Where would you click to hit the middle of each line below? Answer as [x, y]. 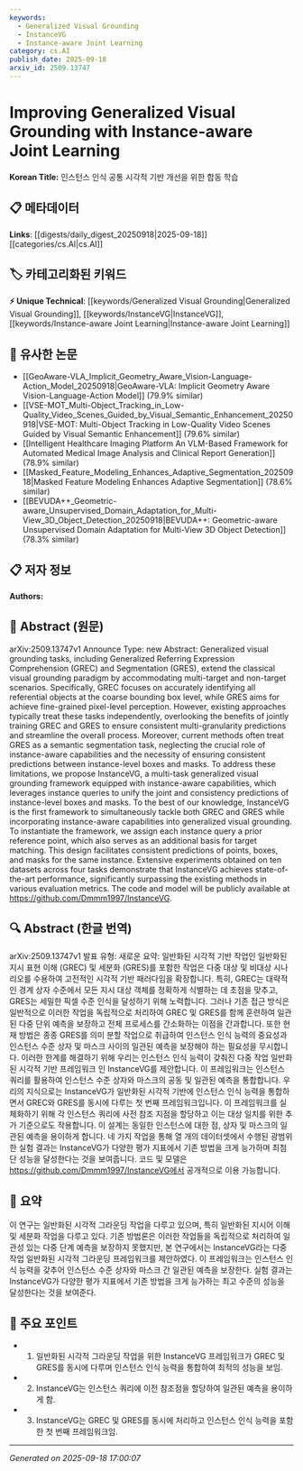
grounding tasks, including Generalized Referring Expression [122, 658]
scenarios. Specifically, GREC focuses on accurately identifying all [133, 687]
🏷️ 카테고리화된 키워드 [68, 274]
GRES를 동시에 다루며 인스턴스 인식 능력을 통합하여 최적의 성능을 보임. [159, 1367]
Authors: [26, 597]
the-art [23, 879]
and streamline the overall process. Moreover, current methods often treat [147, 735]
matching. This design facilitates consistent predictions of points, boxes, [144, 850]
